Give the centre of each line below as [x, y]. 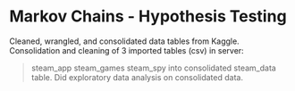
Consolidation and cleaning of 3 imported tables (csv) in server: [126, 50]
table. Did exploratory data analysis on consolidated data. [137, 77]
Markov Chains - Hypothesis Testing [148, 17]
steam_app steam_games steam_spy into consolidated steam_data [154, 68]
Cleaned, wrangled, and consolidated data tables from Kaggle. [124, 41]
